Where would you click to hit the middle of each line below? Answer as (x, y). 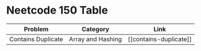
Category (95, 29)
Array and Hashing (96, 39)
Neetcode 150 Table (57, 10)
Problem (36, 29)
